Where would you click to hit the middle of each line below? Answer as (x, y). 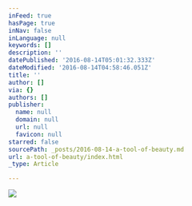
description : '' (35, 53)
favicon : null (39, 134)
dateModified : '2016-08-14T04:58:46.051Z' (80, 68)
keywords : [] (30, 46)
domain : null (37, 120)
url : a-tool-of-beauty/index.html (66, 156)
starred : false (34, 142)
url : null (32, 127)
